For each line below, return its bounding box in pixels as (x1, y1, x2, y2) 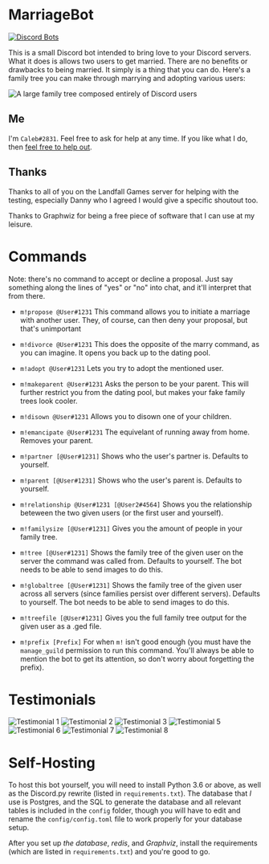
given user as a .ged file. (19, 621, 102, 631)
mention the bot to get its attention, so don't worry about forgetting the (19, 654, 255, 663)
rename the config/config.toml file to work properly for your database (8, 814, 243, 824)
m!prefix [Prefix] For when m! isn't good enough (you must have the (19, 637, 251, 646)
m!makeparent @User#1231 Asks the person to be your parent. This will (19, 379, 249, 389)
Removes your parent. (19, 435, 94, 445)
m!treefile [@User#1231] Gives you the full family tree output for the (19, 613, 247, 622)
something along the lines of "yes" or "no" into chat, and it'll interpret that (8, 283, 251, 292)
